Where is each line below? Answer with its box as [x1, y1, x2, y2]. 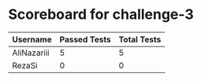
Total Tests [118, 34, 162, 45]
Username [12, 34, 53, 45]
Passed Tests [59, 34, 112, 45]
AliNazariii [12, 47, 50, 58]
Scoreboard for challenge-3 [8, 6, 195, 24]
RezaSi [12, 60, 38, 71]
